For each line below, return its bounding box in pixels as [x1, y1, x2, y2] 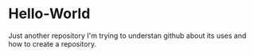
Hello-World [8, 5, 91, 23]
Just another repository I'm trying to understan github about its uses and [8, 31, 247, 40]
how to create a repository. [8, 39, 97, 48]
